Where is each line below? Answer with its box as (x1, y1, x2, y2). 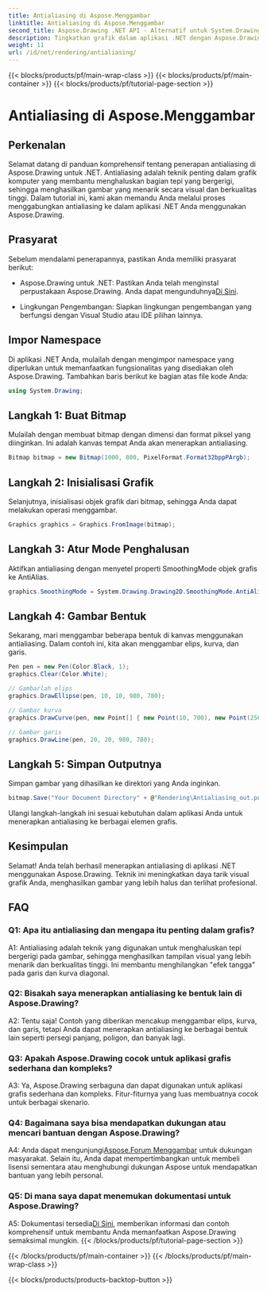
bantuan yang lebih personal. (8, 1170, 104, 1181)
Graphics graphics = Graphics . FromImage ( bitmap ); (8, 521, 176, 529)
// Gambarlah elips (8, 685, 73, 693)
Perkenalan (8, 138, 66, 152)
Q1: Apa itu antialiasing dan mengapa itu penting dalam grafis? (8, 925, 255, 936)
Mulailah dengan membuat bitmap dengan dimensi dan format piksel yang (8, 430, 251, 440)
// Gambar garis (8, 728, 62, 736)
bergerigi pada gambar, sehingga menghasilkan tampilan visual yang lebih (8, 951, 252, 960)
